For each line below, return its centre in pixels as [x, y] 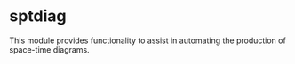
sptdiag [38, 16]
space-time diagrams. [50, 49]
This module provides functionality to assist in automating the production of [147, 40]
